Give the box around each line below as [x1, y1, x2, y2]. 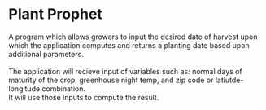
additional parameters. [8, 49, 84, 59]
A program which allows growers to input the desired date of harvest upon [8, 32, 258, 42]
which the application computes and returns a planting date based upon [8, 40, 250, 50]
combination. [41, 83, 85, 94]
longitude [8, 83, 41, 94]
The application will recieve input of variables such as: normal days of [8, 66, 242, 76]
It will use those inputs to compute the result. [8, 92, 159, 102]
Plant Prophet [8, 5, 103, 24]
